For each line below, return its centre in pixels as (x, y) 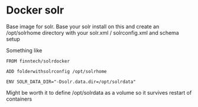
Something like (24, 50)
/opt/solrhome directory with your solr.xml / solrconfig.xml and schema (92, 32)
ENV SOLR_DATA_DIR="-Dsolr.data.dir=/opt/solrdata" (71, 82)
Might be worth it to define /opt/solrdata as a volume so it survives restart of (99, 92)
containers (19, 99)
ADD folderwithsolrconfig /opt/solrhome (57, 71)
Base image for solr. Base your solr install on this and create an (83, 26)
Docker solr (35, 10)
